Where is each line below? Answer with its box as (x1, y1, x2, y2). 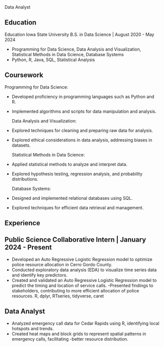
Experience (4, 219, 40, 227)
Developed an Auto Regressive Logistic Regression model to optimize (11, 256, 153, 262)
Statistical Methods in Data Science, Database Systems (11, 51, 124, 57)
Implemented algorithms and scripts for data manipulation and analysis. (11, 108, 157, 114)
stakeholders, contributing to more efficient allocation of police (11, 287, 139, 293)
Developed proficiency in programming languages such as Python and (11, 94, 155, 99)
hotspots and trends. (11, 325, 54, 331)
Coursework (4, 71, 44, 79)
